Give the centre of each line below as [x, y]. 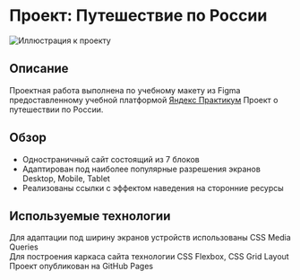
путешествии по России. [56, 109]
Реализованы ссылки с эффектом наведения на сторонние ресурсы [153, 188]
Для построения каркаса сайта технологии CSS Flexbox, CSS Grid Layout [149, 257]
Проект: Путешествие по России [138, 16]
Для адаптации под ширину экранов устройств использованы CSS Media [150, 238]
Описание [39, 69]
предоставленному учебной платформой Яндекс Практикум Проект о [144, 100]
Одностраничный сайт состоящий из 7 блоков [111, 159]
